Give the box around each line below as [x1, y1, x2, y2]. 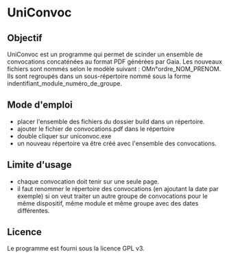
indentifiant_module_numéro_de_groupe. [7, 79, 122, 87]
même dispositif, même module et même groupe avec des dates [16, 199, 199, 207]
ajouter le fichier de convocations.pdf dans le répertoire [16, 125, 175, 133]
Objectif [7, 32, 43, 44]
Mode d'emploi [7, 99, 73, 111]
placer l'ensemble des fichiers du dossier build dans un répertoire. [16, 117, 205, 125]
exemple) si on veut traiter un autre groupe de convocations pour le [16, 192, 208, 200]
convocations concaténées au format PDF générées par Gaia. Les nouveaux [7, 58, 223, 66]
